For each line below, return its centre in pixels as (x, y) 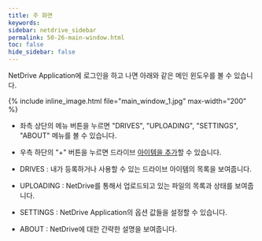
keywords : (24, 23)
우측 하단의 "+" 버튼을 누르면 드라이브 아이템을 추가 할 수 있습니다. (120, 152)
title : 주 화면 (31, 15)
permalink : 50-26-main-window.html (66, 37)
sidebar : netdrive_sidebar (52, 30)
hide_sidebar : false (42, 52)
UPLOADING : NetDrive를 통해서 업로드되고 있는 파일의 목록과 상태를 (126, 185)
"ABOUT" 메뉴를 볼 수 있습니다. (68, 135)
